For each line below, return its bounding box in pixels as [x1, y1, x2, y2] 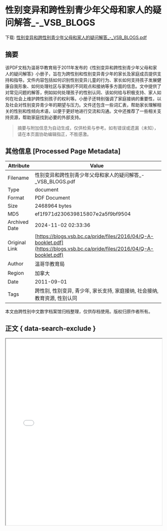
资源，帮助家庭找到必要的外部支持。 [9, 114, 83, 120]
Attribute [8, 162, 30, 169]
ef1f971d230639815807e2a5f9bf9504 [34, 210, 131, 217]
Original [7, 239, 26, 246]
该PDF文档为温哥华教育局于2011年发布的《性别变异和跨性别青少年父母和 [5, 64, 153, 70]
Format [7, 194, 24, 201]
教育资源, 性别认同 [34, 295, 78, 302]
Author [7, 260, 24, 267]
